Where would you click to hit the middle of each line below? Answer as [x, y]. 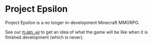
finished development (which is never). [44, 37]
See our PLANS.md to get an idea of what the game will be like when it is [76, 32]
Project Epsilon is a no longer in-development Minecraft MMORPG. [72, 22]
